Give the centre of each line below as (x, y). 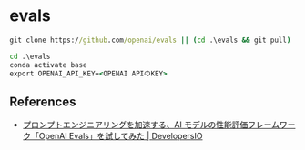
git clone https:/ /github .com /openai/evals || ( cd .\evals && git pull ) (150, 40)
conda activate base (49, 65)
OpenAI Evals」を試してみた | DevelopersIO (121, 136)
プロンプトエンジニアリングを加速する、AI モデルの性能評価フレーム (151, 125)
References (43, 101)
